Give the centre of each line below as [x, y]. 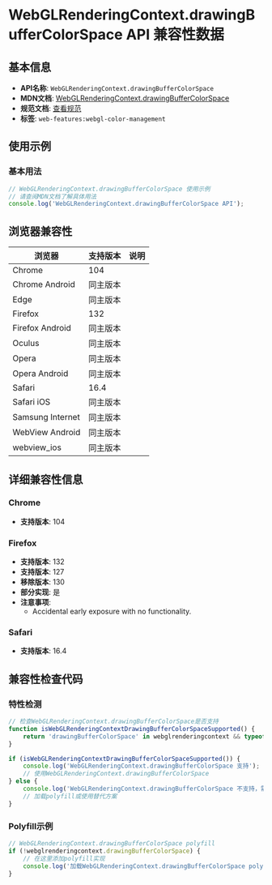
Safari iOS [32, 402]
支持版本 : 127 [42, 572]
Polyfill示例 [31, 826]
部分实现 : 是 [40, 592]
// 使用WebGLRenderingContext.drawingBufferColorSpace [116, 774]
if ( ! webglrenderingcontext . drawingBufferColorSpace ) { [104, 851]
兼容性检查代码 [46, 679]
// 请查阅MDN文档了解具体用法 [53, 196]
